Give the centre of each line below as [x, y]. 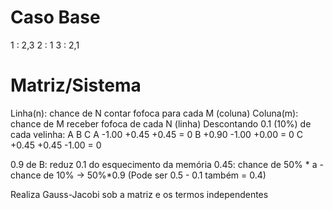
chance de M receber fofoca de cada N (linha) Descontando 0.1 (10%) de [161, 123]
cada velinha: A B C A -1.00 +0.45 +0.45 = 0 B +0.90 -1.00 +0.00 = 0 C [157, 134]
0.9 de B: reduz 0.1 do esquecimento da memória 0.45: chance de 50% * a [164, 164]
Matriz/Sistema [76, 85]
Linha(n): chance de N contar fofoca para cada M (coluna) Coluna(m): [154, 113]
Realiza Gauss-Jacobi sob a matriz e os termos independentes [139, 194]
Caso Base [55, 17]
